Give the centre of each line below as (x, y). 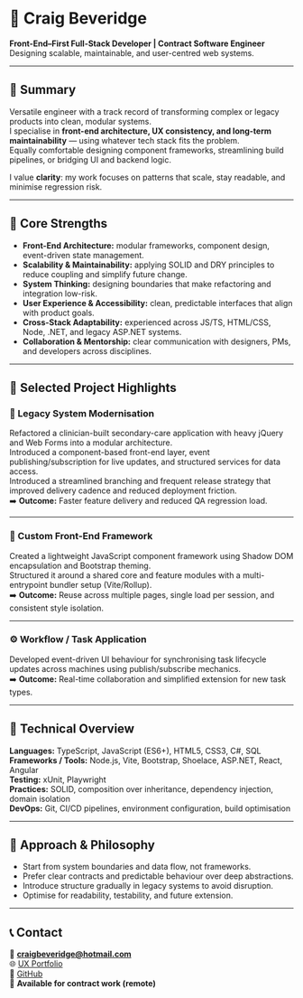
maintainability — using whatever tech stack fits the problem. (125, 140)
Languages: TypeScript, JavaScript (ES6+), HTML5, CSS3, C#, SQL (135, 751)
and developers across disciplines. (87, 350)
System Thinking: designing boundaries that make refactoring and (147, 284)
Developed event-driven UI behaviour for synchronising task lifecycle (138, 659)
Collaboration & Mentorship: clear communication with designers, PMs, (156, 341)
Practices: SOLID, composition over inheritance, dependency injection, (141, 788)
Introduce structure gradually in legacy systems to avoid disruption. (147, 886)
